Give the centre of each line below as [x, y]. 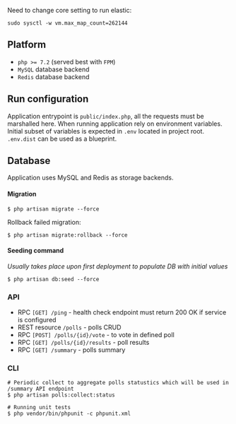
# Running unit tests [39, 408]
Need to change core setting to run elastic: [70, 10]
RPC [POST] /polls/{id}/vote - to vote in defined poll [96, 335]
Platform [27, 45]
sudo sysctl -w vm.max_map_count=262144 [68, 23]
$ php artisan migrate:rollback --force [68, 235]
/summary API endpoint [41, 389]
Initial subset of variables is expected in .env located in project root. [106, 131]
